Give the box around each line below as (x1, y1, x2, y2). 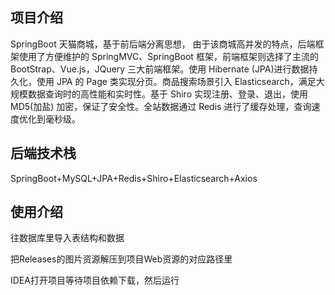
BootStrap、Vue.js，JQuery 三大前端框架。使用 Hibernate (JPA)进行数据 (10, 63, 310, 75)
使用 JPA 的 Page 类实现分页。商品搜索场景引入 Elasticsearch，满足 (36, 75, 317, 87)
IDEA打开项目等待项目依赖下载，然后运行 (10, 274, 180, 287)
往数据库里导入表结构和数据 (10, 232, 125, 244)
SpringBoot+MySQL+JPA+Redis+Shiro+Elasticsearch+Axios (10, 172, 258, 184)
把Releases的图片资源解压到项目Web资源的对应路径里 (10, 253, 233, 265)
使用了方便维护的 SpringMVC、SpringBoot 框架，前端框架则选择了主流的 (18, 50, 319, 62)
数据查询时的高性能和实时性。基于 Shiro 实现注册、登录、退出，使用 (27, 88, 308, 100)
